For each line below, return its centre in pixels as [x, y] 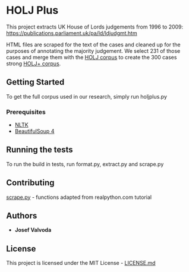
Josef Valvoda [33, 230]
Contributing [30, 183]
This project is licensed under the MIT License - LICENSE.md [81, 263]
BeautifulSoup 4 [34, 131]
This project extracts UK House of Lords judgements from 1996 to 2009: [95, 27]
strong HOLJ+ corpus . [34, 64]
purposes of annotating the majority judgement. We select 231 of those [93, 50]
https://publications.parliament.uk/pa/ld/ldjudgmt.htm [72, 33]
